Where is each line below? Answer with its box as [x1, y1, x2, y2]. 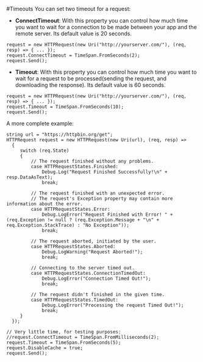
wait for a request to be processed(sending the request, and [15, 75, 166, 82]
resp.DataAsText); [6, 174, 53, 180]
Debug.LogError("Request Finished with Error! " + [41, 211, 173, 218]
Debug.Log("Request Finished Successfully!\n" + [41, 169, 168, 175]
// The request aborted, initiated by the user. [30, 238, 157, 244]
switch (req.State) [20, 147, 69, 154]
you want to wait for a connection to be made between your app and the [15, 24, 197, 30]
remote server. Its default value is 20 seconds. [15, 30, 132, 37]
